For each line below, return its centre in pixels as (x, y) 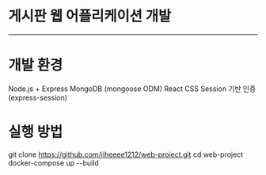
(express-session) (38, 97)
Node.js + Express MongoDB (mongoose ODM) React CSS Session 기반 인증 (132, 89)
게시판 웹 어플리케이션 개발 (90, 16)
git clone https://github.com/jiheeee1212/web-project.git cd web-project (126, 154)
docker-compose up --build (53, 162)
